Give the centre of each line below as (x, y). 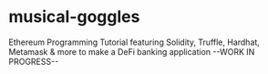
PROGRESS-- (34, 61)
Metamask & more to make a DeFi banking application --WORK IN (132, 51)
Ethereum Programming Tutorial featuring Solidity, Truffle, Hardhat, (134, 42)
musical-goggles (74, 17)
